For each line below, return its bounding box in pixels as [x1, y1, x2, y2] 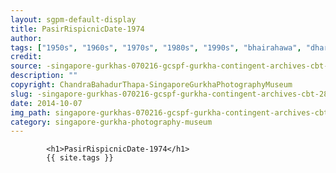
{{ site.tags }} [46, 153, 114, 163]
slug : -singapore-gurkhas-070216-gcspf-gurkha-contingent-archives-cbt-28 [10, 89, 329, 99]
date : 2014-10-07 [10, 98, 83, 108]
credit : [10, 52, 43, 62]
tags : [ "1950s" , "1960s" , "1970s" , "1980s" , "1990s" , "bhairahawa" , [10, 42, 302, 53]
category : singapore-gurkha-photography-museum [10, 117, 213, 127]
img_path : [10, 107, 52, 118]
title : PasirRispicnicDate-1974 [10, 24, 145, 34]
